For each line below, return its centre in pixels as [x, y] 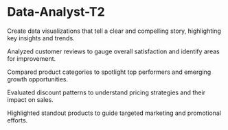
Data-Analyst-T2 [56, 12]
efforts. [18, 120]
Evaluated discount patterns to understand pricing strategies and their [106, 92]
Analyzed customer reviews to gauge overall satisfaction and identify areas [113, 51]
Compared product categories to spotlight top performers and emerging [109, 72]
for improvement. [32, 58]
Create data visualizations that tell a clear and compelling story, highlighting [114, 31]
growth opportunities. [38, 79]
